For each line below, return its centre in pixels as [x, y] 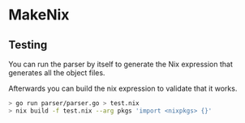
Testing [28, 45]
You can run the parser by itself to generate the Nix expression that [121, 64]
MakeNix [39, 15]
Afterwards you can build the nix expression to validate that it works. [123, 88]
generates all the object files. [57, 73]
